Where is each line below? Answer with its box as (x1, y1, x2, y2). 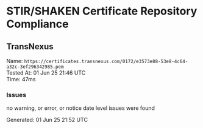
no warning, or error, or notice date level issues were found (6, 104, 155, 112)
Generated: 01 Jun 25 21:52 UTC (6, 116, 88, 124)
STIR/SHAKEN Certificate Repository (6, 4, 198, 18)
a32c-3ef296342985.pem (6, 64, 64, 70)
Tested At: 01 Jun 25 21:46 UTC (6, 69, 86, 76)
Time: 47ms (6, 76, 36, 83)
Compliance (6, 17, 69, 31)
